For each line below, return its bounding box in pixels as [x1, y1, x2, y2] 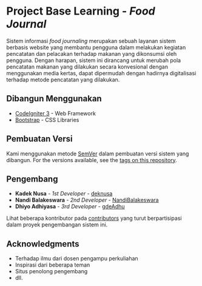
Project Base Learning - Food [6, 4, 156, 18]
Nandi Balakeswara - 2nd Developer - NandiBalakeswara [15, 196, 159, 204]
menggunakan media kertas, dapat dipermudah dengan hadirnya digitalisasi [6, 69, 197, 77]
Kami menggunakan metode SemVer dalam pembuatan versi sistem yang [6, 150, 189, 157]
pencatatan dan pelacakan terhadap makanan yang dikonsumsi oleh [6, 50, 177, 57]
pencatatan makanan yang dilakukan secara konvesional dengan [6, 63, 169, 70]
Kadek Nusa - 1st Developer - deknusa [15, 190, 113, 197]
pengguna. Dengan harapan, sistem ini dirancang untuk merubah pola [6, 56, 181, 64]
